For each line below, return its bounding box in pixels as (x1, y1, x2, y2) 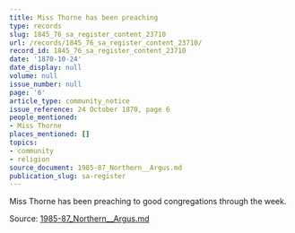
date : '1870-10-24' (9, 55, 82, 64)
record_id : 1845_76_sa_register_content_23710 (9, 47, 187, 56)
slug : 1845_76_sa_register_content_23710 (9, 30, 167, 39)
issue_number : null (9, 80, 82, 89)
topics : (9, 138, 39, 147)
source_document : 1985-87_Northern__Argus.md (9, 163, 182, 172)
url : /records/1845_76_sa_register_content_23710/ (9, 38, 203, 47)
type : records (9, 22, 63, 30)
